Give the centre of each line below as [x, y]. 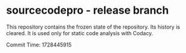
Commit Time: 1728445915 [39, 45]
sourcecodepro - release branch [88, 10]
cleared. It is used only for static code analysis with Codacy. [80, 33]
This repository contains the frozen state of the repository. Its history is [93, 27]
